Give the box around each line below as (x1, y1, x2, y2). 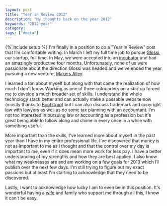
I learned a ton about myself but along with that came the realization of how (5, 80, 160, 86)
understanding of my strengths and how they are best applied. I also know (5, 154, 158, 160)
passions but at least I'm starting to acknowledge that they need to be (5, 170, 148, 175)
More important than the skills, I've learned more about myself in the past (5, 133, 156, 138)
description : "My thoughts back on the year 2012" (5, 16, 112, 21)
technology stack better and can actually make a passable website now (5, 96, 152, 102)
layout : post (5, 7, 32, 12)
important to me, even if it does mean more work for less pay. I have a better (5, 148, 162, 154)
